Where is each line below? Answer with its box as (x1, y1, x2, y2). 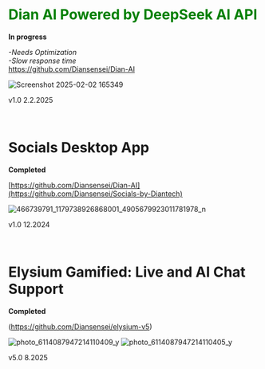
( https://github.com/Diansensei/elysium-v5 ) (8, 321, 153, 332)
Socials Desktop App (8, 139, 150, 157)
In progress (8, 32, 47, 41)
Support (8, 281, 64, 298)
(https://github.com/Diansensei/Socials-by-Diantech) (8, 189, 184, 198)
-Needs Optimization (8, 47, 77, 57)
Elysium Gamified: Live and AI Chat (8, 263, 246, 281)
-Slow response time (8, 56, 77, 65)
